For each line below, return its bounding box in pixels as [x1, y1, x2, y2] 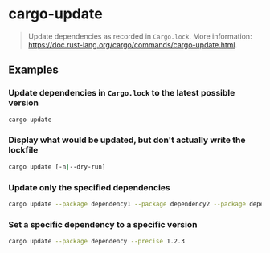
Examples [8, 63, 59, 77]
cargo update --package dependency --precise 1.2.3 [8, 238, 185, 246]
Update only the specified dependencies [8, 182, 170, 193]
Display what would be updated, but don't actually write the [8, 134, 247, 145]
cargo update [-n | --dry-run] [8, 162, 106, 171]
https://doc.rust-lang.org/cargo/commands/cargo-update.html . [27, 39, 238, 49]
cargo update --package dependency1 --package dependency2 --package [8, 200, 247, 208]
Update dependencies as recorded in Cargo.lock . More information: [27, 31, 252, 41]
